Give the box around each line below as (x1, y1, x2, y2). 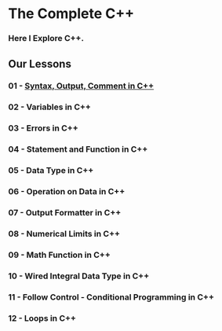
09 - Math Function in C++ (8, 249, 111, 260)
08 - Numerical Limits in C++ (8, 228, 120, 239)
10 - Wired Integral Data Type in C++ (8, 270, 150, 281)
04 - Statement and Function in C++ (8, 144, 148, 155)
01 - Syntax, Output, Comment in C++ (8, 80, 155, 91)
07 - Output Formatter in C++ (8, 207, 122, 218)
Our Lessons (8, 57, 72, 71)
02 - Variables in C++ (8, 101, 92, 112)
